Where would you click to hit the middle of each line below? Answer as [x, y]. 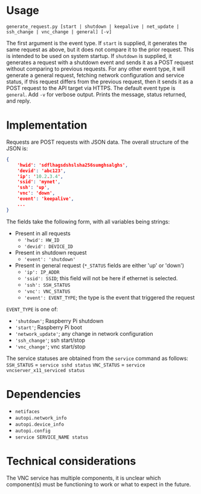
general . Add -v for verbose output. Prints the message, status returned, [97, 94]
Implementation [47, 125]
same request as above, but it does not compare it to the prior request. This [100, 50]
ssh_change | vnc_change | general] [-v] [59, 32]
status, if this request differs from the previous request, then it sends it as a [100, 82]
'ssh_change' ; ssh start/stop [50, 340]
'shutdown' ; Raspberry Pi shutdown [59, 321]
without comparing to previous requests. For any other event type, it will [96, 69]
